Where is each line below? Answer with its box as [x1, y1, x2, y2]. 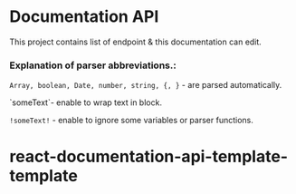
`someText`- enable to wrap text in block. [9, 97, 163, 108]
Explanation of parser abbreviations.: [9, 59, 177, 72]
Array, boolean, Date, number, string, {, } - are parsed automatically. [9, 80, 282, 91]
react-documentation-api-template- [9, 147, 288, 167]
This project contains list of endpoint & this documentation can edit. [9, 36, 263, 47]
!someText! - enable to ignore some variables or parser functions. [9, 115, 253, 126]
